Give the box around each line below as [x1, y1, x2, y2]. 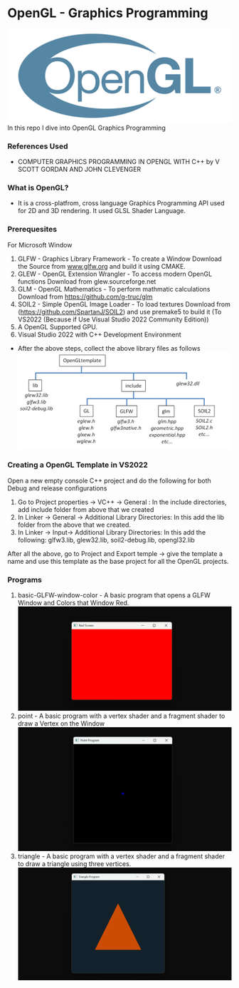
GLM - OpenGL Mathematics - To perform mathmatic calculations [17, 284, 211, 293]
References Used [7, 141, 68, 151]
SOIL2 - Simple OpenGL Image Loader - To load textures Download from [17, 299, 231, 308]
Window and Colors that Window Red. [17, 599, 129, 607]
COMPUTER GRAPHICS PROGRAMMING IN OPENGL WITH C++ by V [17, 157, 220, 165]
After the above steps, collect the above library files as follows [17, 344, 201, 352]
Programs [7, 575, 43, 585]
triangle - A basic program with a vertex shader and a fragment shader [17, 852, 225, 860]
